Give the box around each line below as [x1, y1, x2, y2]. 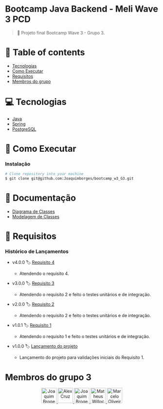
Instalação [5, 160, 31, 167]
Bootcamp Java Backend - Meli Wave [5, 3, 158, 15]
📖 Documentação [5, 193, 76, 204]
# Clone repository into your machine [5, 172, 84, 177]
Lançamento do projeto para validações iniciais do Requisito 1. [19, 355, 145, 360]
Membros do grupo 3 [5, 372, 91, 383]
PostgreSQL [12, 126, 36, 132]
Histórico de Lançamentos [5, 248, 69, 255]
